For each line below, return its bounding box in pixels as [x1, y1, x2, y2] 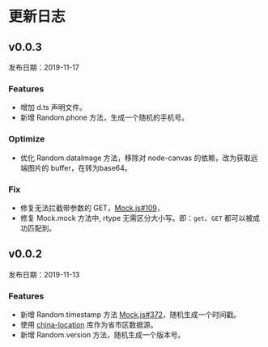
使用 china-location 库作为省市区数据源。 [19, 320, 158, 329]
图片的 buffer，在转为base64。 [27, 163, 132, 172]
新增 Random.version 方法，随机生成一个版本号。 [19, 330, 185, 340]
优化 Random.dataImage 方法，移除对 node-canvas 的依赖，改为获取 [19, 153, 251, 163]
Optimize [8, 133, 45, 145]
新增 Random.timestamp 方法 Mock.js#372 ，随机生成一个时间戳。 [19, 310, 241, 319]
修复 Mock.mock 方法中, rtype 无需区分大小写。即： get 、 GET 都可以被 [19, 213, 253, 222]
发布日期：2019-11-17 [8, 62, 79, 72]
